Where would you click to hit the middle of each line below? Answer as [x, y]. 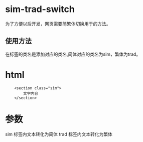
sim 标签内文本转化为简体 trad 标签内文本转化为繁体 [59, 134]
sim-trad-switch [40, 9]
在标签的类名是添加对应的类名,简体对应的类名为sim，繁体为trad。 [73, 54]
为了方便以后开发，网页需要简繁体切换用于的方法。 [58, 24]
